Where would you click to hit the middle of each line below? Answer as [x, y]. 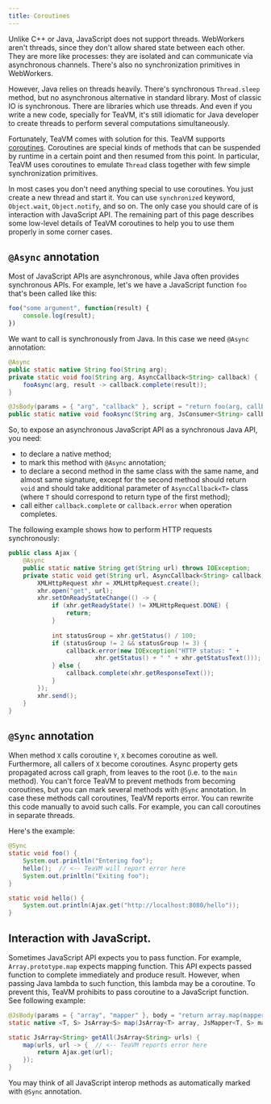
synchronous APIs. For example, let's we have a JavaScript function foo [128, 285]
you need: [25, 439]
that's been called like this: [53, 294]
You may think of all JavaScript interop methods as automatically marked [129, 1083]
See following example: [47, 1000]
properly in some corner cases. [60, 232]
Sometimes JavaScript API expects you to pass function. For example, [125, 957]
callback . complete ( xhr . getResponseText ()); [140, 674]
